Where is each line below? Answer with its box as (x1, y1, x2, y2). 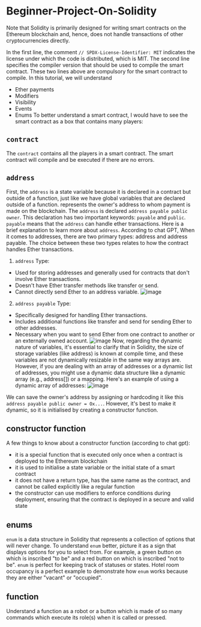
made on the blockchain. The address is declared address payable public (6, 207, 188, 214)
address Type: (14, 257, 50, 264)
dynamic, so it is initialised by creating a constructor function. (6, 406, 158, 413)
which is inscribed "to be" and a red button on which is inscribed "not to (6, 555, 185, 562)
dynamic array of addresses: (14, 381, 86, 389)
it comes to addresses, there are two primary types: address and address (6, 233, 188, 240)
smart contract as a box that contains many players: (14, 117, 143, 125)
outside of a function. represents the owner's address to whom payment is (6, 200, 191, 208)
